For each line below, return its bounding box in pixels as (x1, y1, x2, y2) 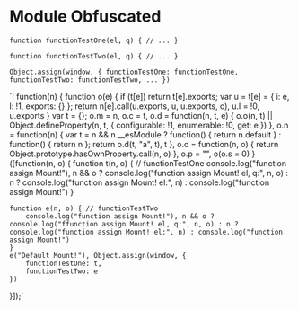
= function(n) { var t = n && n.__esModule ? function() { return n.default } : (9, 128, 282, 140)
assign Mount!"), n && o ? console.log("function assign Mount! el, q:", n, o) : (9, 167, 289, 178)
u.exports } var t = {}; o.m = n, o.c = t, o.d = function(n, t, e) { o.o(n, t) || (9, 110, 274, 120)
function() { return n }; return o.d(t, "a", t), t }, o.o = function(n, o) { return (9, 138, 279, 149)
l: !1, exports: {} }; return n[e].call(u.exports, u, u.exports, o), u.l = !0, (9, 101, 260, 111)
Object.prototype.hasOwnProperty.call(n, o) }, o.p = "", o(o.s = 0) (9, 148, 250, 159)
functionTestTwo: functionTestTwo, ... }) (9, 75, 171, 84)
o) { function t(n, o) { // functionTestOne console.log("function (57, 157, 287, 168)
